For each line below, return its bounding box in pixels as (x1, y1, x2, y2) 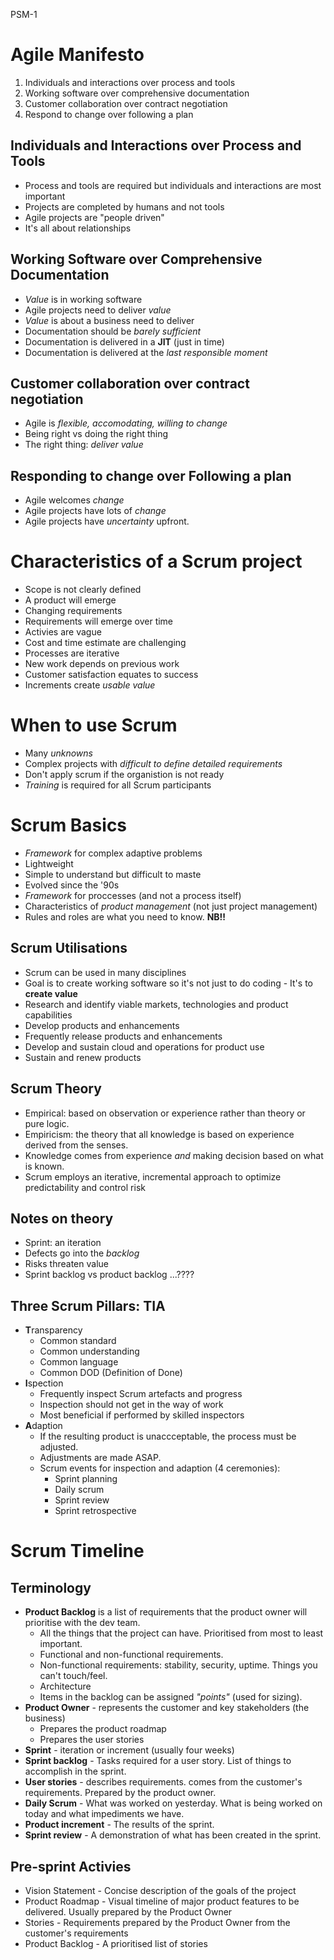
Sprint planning (54, 1473, 118, 1485)
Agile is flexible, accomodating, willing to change (24, 417, 228, 429)
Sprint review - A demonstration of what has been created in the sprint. (24, 1829, 322, 1841)
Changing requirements (24, 605, 123, 617)
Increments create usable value (24, 679, 156, 691)
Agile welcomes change (24, 494, 125, 506)
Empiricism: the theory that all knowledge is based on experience (24, 1128, 295, 1140)
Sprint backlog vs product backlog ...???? (24, 1269, 195, 1281)
